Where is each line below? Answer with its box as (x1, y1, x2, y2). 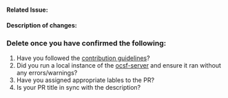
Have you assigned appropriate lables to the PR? (16, 76, 155, 84)
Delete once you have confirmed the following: (6, 39, 167, 48)
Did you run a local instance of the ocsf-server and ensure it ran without (16, 61, 222, 70)
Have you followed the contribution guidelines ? (16, 54, 150, 62)
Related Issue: (6, 6, 49, 14)
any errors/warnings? (16, 69, 78, 77)
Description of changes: (6, 21, 77, 30)
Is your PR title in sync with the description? (16, 84, 141, 92)
